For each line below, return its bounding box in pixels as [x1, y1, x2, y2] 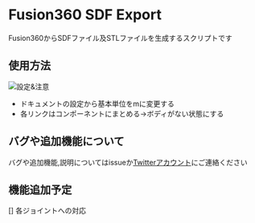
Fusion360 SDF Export [8, 6, 162, 24]
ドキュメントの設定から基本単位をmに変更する [19, 99, 175, 108]
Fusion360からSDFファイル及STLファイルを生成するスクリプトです [8, 33, 232, 43]
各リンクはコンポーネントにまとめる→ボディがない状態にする [19, 108, 224, 118]
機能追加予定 [8, 183, 72, 197]
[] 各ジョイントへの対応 [8, 206, 87, 216]
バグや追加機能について [8, 135, 125, 148]
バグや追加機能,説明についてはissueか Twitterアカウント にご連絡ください [8, 157, 248, 167]
